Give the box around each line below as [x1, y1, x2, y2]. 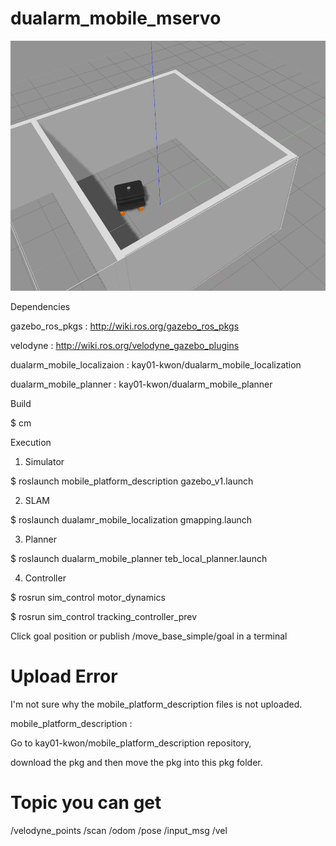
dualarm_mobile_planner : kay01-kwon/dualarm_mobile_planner [10, 378, 273, 390]
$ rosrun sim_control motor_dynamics [10, 591, 166, 603]
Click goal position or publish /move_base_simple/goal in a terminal [10, 630, 288, 642]
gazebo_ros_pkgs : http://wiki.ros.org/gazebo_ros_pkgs [10, 320, 240, 332]
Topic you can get [10, 792, 162, 814]
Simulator [24, 455, 65, 467]
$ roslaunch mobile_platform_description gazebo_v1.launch [10, 475, 254, 487]
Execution [10, 436, 52, 448]
